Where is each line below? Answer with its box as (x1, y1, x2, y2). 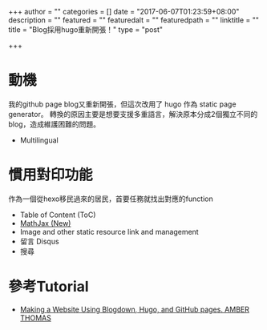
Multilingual (19, 135, 59, 145)
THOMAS (19, 312, 52, 323)
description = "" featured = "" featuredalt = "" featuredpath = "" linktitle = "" (8, 15, 259, 25)
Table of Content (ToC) (19, 210, 96, 219)
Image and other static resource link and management (19, 227, 199, 236)
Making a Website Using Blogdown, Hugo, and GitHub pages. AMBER (19, 304, 250, 314)
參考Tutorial (8, 278, 90, 296)
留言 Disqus (19, 236, 59, 246)
